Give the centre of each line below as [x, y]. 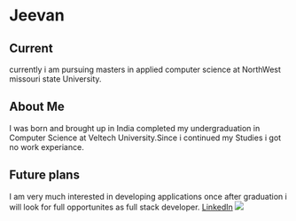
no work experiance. [47, 146]
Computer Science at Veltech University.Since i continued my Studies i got [145, 138]
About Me [37, 107]
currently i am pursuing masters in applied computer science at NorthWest [145, 69]
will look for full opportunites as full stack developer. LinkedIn [121, 207]
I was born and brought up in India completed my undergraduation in [135, 128]
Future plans [44, 175]
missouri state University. [55, 79]
